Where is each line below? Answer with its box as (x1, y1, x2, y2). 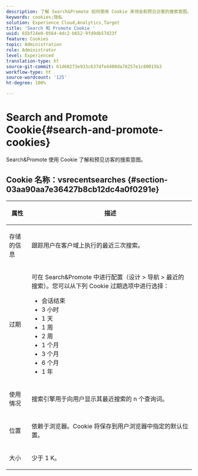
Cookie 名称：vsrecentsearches (6, 175, 126, 185)
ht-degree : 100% (6, 80, 46, 86)
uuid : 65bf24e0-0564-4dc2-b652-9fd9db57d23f (6, 31, 117, 37)
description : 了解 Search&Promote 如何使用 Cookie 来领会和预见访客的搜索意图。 (6, 8, 192, 15)
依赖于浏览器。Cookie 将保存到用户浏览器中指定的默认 (31, 422, 183, 430)
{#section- (127, 175, 168, 185)
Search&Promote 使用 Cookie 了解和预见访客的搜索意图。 (6, 156, 146, 163)
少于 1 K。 (31, 454, 61, 462)
